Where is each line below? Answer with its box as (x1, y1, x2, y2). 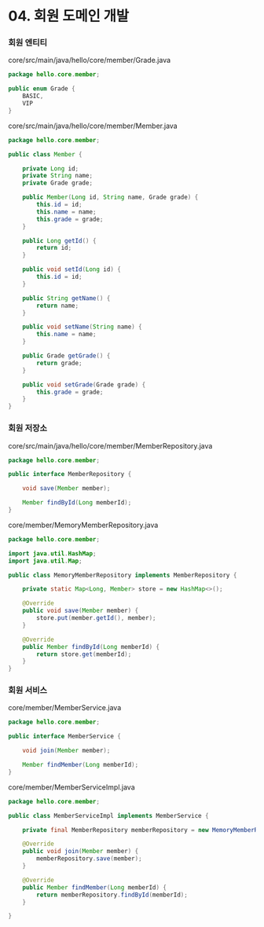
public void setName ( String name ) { (22, 323, 143, 331)
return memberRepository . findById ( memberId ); (36, 891, 189, 899)
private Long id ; (22, 164, 79, 173)
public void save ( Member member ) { (22, 606, 139, 615)
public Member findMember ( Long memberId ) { (22, 883, 167, 892)
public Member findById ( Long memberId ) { (22, 643, 159, 650)
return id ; (36, 244, 72, 252)
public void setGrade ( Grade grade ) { (22, 380, 146, 389)
